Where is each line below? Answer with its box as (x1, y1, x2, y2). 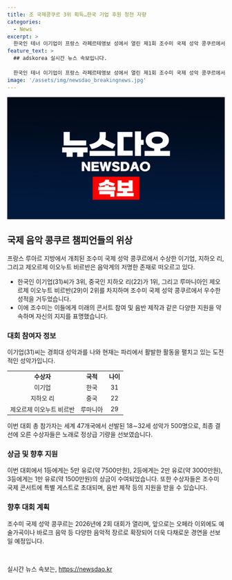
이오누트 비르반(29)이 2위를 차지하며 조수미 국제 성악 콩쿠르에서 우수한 (30, 286, 221, 294)
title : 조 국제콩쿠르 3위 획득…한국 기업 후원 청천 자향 (7, 11, 147, 18)
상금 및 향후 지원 (7, 449, 58, 459)
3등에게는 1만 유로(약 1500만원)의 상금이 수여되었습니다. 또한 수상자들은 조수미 (7, 475, 220, 483)
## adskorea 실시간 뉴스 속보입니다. (13, 55, 108, 62)
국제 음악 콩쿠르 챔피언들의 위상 (7, 235, 133, 246)
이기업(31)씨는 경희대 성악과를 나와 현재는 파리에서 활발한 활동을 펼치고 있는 (7, 348, 212, 356)
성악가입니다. (19, 356, 56, 365)
